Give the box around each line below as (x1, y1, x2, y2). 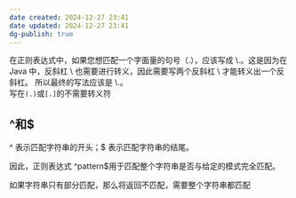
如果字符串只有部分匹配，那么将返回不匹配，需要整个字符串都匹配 (9, 179, 251, 191)
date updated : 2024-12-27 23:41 (9, 21, 129, 30)
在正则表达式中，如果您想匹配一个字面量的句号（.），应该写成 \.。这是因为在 (9, 55, 288, 66)
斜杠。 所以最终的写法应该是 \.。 (9, 77, 128, 88)
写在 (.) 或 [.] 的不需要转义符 (9, 88, 111, 99)
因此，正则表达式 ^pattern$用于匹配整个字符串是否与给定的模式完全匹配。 (9, 161, 281, 171)
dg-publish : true (9, 29, 74, 38)
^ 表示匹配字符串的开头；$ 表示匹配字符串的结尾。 (9, 142, 194, 153)
